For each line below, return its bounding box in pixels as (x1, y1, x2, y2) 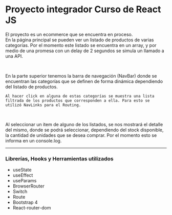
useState (12, 167, 32, 173)
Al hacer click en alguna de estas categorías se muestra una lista (5, 93, 155, 99)
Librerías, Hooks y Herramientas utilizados (5, 155, 114, 162)
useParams (12, 178, 37, 184)
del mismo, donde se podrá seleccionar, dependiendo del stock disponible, (5, 127, 164, 133)
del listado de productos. (5, 83, 58, 90)
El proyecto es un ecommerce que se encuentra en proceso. (5, 31, 133, 37)
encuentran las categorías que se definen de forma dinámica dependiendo (5, 78, 163, 84)
